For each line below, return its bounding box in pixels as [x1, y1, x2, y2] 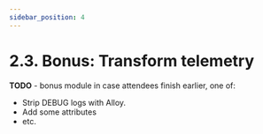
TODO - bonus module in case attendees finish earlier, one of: [9, 80, 236, 91]
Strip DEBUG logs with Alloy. [21, 97, 127, 108]
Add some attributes [21, 107, 97, 117]
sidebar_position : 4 [9, 12, 86, 22]
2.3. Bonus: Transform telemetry [9, 50, 255, 71]
